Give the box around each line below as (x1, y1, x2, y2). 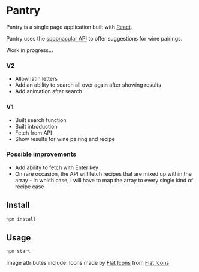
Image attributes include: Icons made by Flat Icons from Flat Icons (6, 259, 170, 267)
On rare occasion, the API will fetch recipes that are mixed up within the (14, 170, 192, 177)
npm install (6, 216, 36, 222)
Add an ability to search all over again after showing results (14, 81, 162, 88)
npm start (6, 249, 31, 255)
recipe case (14, 183, 44, 190)
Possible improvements (6, 150, 77, 158)
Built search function (14, 116, 67, 123)
